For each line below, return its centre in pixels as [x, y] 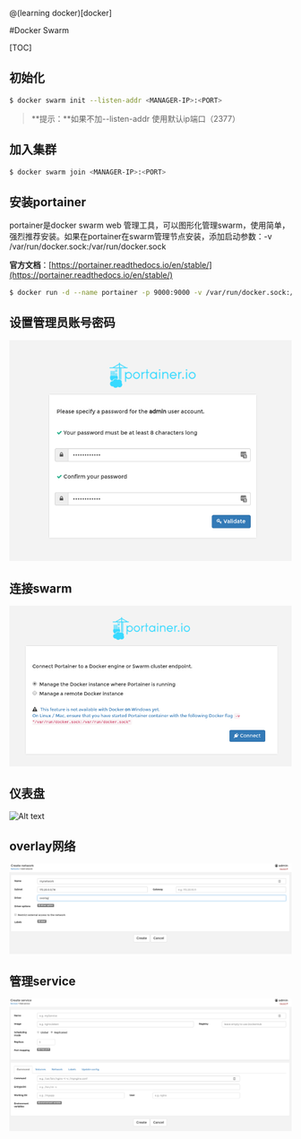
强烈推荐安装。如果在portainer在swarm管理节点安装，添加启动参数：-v [141, 237]
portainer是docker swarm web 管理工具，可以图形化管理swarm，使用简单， [150, 225]
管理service [43, 982]
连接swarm [41, 588]
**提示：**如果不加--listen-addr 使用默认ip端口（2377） [135, 118]
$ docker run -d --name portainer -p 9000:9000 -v [106, 293]
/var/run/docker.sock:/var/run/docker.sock [88, 246]
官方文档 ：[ [30, 265]
